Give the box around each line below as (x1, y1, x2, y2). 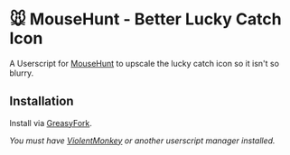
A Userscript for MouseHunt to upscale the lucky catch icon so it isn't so (9, 58, 280, 68)
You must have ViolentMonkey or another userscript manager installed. (9, 135, 276, 146)
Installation (9, 94, 74, 109)
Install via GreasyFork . (9, 117, 93, 128)
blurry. (9, 68, 34, 78)
